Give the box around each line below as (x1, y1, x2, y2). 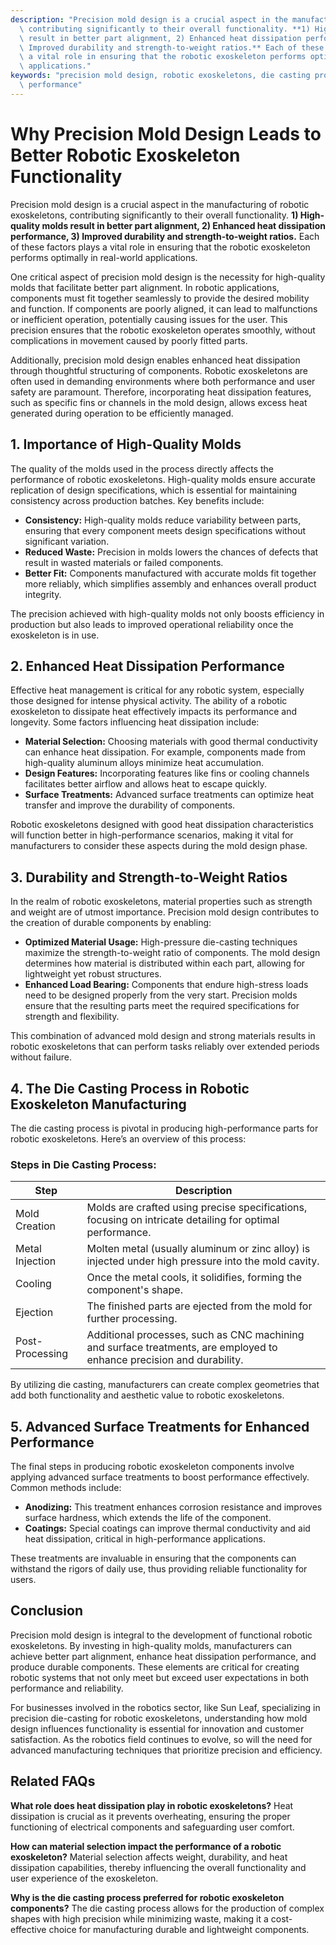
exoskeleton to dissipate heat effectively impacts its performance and (10, 706, 298, 718)
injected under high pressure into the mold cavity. (86, 1254, 320, 1268)
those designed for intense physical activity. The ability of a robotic (10, 695, 288, 707)
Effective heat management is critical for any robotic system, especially (10, 684, 305, 696)
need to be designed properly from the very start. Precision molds (24, 989, 298, 1001)
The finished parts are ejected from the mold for (86, 1299, 313, 1313)
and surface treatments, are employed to (86, 1341, 278, 1355)
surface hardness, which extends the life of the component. (24, 1512, 272, 1524)
